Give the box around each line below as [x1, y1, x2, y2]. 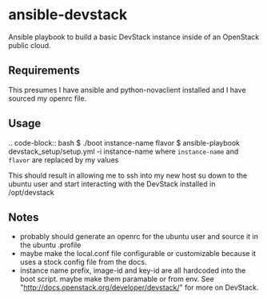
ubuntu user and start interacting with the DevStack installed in [8, 178, 216, 189]
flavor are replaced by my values [8, 154, 119, 165]
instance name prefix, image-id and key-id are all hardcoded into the [19, 266, 246, 275]
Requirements [8, 64, 80, 78]
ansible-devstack [8, 6, 128, 24]
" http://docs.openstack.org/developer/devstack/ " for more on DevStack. [19, 282, 259, 293]
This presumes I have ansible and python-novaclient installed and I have [8, 85, 246, 94]
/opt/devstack [8, 187, 54, 197]
